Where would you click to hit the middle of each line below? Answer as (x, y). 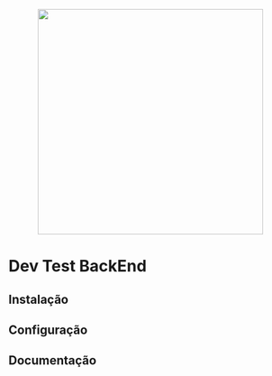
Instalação (39, 299)
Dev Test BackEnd (78, 266)
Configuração (48, 330)
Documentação (52, 361)
